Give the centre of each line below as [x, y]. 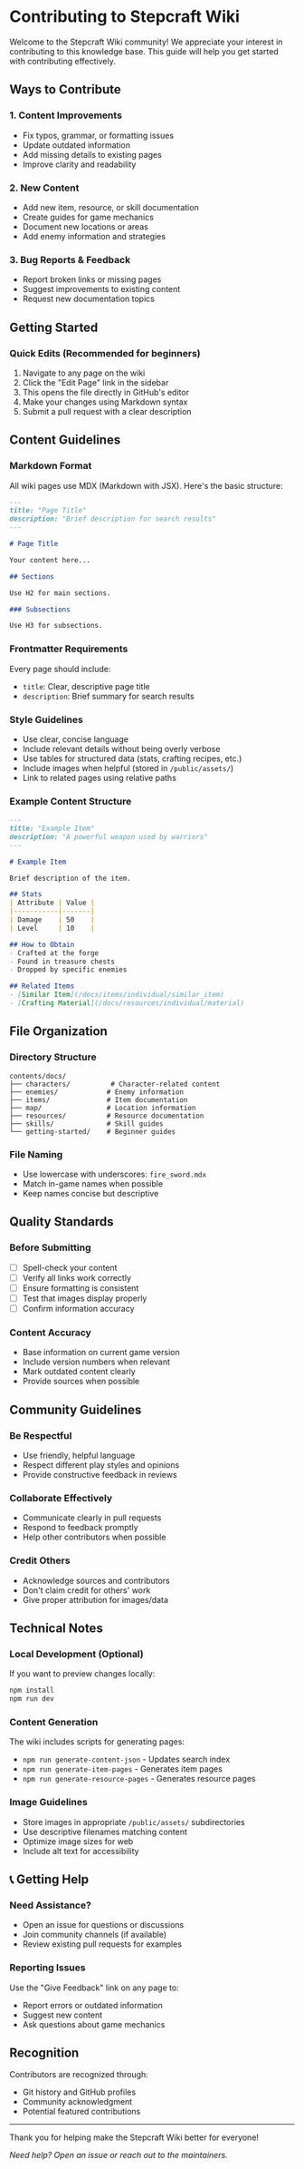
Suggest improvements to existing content [101, 289]
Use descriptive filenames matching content [105, 1832]
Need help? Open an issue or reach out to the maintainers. [119, 2155]
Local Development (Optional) [77, 1654]
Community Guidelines [76, 1409]
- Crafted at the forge [54, 953]
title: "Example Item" [52, 829]
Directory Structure [53, 1057]
